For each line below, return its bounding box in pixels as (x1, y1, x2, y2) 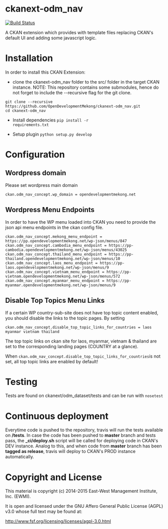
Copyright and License (5, 472, 102, 483)
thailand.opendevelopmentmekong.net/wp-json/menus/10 (5, 256, 121, 261)
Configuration (5, 149, 65, 160)
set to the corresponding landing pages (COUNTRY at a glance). (5, 343, 138, 349)
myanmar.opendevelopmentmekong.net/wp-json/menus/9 (5, 283, 116, 288)
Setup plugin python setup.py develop (12, 131, 92, 137)
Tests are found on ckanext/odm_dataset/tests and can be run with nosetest (5, 392, 163, 399)
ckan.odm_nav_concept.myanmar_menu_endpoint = (5, 278, 105, 283)
